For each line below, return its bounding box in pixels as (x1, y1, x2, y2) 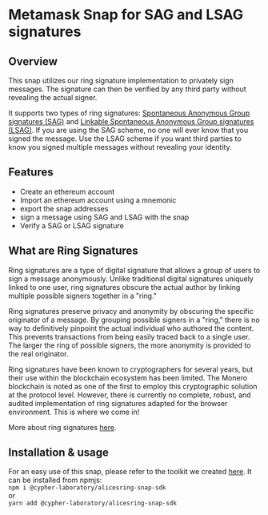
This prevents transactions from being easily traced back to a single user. (8, 332, 250, 341)
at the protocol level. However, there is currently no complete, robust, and (8, 390, 251, 400)
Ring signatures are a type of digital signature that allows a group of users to (8, 265, 261, 275)
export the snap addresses (19, 203, 109, 213)
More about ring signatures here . (8, 422, 117, 432)
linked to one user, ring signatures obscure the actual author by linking (8, 282, 241, 292)
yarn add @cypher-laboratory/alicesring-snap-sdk (8, 499, 178, 508)
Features (8, 166, 54, 179)
